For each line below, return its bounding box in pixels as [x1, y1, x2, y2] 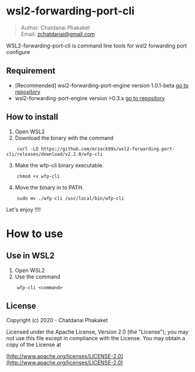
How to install [6, 112, 59, 122]
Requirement [6, 66, 56, 76]
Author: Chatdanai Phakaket [20, 24, 90, 31]
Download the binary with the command [14, 134, 114, 142]
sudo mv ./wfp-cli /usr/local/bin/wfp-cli [17, 195, 124, 202]
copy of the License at [6, 341, 62, 349]
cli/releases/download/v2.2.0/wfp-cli [6, 151, 103, 157]
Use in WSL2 [6, 251, 55, 261]
